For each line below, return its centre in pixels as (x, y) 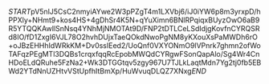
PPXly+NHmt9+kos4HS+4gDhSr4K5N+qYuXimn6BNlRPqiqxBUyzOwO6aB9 (134, 20)
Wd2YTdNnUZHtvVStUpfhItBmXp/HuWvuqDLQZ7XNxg (100, 71)
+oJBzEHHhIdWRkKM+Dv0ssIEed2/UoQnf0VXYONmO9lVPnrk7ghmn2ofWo (134, 46)
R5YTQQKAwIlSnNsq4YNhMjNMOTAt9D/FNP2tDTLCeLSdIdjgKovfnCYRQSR (134, 28)
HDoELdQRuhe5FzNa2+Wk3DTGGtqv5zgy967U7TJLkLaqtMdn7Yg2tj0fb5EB (135, 62)
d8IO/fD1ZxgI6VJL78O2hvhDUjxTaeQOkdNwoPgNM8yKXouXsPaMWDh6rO (133, 37)
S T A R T (20, 12)
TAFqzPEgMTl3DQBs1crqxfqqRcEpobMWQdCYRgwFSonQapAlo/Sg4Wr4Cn (134, 54)
